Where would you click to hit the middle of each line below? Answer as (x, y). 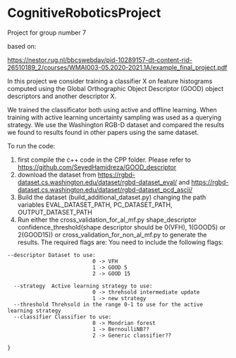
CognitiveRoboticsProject (84, 13)
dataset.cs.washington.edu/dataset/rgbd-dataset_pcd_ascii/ (105, 189)
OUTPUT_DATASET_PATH (55, 212)
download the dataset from (57, 174)
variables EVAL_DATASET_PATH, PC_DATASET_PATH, (95, 204)
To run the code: (31, 145)
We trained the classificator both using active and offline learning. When (112, 109)
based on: (22, 46)
